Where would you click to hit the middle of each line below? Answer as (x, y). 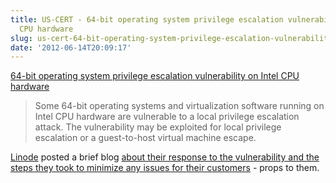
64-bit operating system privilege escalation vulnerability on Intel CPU (155, 76)
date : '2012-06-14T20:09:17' (71, 47)
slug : (21, 38)
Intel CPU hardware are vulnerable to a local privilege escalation (167, 117)
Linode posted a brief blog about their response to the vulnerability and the (165, 157)
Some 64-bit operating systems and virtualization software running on (179, 106)
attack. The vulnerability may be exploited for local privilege (158, 127)
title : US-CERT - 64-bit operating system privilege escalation (147, 19)
